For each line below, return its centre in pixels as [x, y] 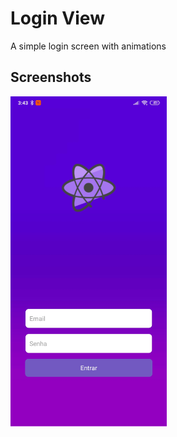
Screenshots [51, 77]
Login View [57, 18]
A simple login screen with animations [88, 46]
